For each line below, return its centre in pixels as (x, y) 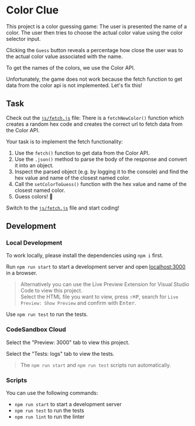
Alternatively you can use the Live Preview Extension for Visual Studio (105, 284)
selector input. (23, 39)
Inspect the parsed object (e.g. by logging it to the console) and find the (101, 171)
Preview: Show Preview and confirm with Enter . (78, 303)
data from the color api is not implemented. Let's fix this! (74, 85)
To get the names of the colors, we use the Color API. (71, 67)
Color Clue (32, 10)
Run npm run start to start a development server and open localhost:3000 (96, 267)
